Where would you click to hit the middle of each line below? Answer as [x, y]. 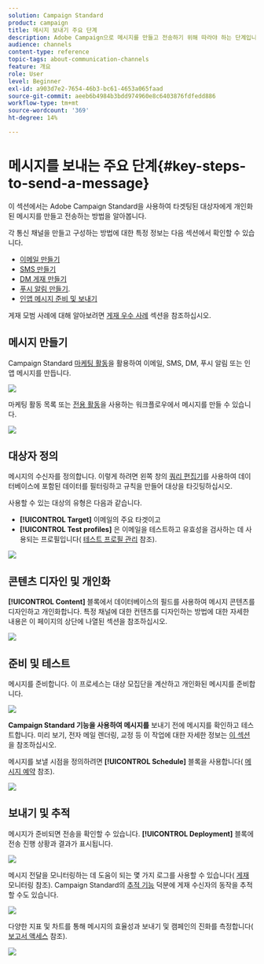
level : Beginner [35, 81]
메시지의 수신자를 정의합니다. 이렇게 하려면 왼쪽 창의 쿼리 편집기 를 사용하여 [123, 476]
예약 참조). [38, 771]
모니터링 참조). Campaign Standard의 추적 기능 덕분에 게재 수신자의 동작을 [123, 885]
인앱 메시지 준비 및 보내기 [59, 298]
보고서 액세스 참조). [38, 936]
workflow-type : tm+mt [44, 103]
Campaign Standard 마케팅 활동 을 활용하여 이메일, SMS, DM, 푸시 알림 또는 [125, 363]
